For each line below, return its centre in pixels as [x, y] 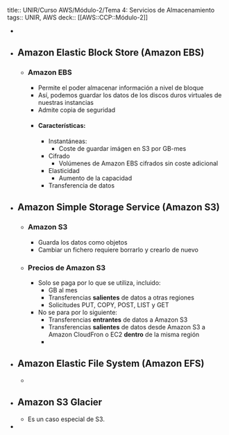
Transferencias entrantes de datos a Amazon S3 [118, 320]
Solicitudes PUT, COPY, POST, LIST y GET [109, 304]
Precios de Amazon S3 [67, 268]
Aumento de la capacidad [95, 178]
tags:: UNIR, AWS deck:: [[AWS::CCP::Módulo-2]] [77, 17]
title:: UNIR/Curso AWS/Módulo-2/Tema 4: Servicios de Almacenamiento [111, 10]
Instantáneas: [68, 141]
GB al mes [63, 290]
